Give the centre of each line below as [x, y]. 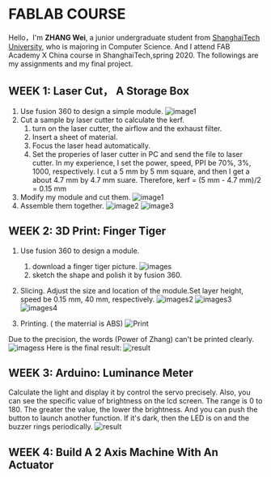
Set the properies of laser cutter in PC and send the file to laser [137, 154]
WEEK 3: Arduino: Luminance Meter [101, 373]
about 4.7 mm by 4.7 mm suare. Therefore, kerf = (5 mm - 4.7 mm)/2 [146, 179]
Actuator [31, 464]
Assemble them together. [62, 205]
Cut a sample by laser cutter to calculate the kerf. [102, 120]
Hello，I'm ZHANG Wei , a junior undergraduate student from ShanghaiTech [134, 37]
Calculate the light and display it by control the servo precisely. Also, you [129, 392]
